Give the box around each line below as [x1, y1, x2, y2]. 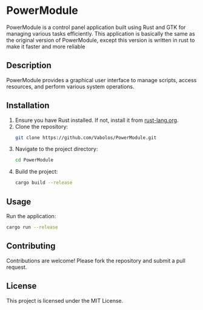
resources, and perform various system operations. [6, 83, 135, 90]
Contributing [6, 241, 56, 251]
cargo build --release [15, 179, 73, 186]
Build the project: [15, 168, 58, 175]
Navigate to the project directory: [15, 146, 98, 153]
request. [6, 263, 27, 271]
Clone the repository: [15, 123, 68, 130]
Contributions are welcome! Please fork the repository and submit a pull [6, 257, 186, 264]
